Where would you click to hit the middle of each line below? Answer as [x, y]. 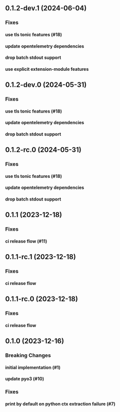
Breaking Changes [28, 355]
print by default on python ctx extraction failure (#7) [60, 403]
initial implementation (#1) [33, 367]
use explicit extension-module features [47, 69]
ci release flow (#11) [26, 241]
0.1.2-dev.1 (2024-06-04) [46, 8]
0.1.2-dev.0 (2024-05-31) [46, 85]
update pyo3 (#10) [24, 379]
